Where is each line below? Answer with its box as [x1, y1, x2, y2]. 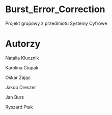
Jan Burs [5, 94, 24, 100]
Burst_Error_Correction [5, 4, 105, 15]
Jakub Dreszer [5, 84, 36, 90]
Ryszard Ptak [5, 104, 33, 110]
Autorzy [5, 38, 41, 50]
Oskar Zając [5, 74, 31, 81]
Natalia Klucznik [5, 55, 39, 61]
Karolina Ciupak [5, 64, 39, 70]
